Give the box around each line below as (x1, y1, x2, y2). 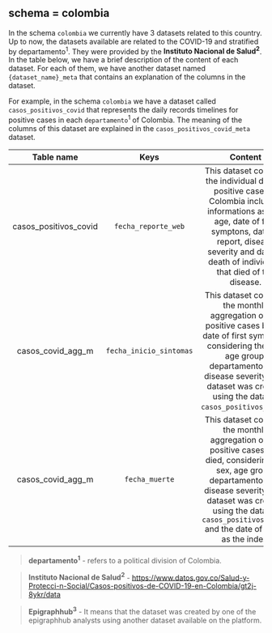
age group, (224, 350, 267, 362)
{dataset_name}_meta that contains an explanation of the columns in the (8, 72, 246, 82)
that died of (216, 266, 261, 278)
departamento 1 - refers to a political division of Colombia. (28, 554, 223, 565)
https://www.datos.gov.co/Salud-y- (132, 572, 250, 582)
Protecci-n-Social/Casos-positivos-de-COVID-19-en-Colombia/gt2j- (28, 581, 257, 591)
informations (207, 206, 256, 217)
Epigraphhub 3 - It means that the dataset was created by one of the (28, 605, 257, 617)
